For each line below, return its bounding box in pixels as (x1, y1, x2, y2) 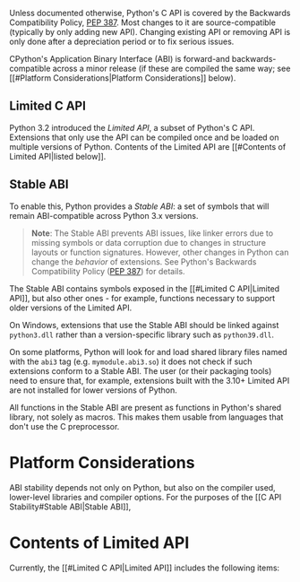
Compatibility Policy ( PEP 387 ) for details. (30, 265, 185, 276)
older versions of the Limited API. (9, 302, 133, 313)
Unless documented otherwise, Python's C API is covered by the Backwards (9, 8, 291, 18)
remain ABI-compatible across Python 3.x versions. (9, 210, 199, 221)
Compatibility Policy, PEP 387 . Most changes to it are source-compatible (9, 17, 276, 28)
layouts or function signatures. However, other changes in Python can (30, 247, 289, 257)
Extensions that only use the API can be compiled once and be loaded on (9, 132, 279, 143)
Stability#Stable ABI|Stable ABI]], (9, 501, 132, 512)
